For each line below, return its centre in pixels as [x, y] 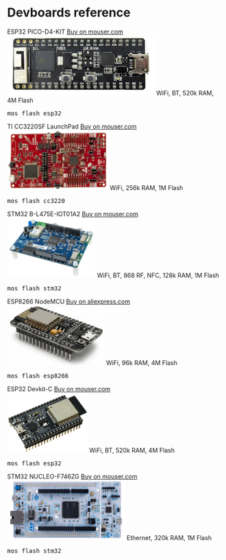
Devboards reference [69, 13]
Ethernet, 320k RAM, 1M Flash [169, 537]
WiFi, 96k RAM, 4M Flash [142, 362]
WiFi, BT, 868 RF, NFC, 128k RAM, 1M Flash [158, 275]
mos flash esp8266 [38, 376]
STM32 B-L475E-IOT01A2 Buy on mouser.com [73, 213]
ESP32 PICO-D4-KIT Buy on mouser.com [65, 32]
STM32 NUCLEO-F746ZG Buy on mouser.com [72, 476]
